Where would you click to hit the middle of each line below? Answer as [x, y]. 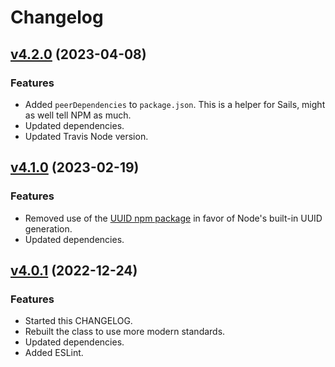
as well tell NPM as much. [78, 115]
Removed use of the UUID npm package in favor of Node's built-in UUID [173, 218]
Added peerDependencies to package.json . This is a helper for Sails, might [175, 104]
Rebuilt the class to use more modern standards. [125, 332]
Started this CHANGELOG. [78, 321]
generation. [48, 228]
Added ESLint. [54, 353]
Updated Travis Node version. [86, 136]
